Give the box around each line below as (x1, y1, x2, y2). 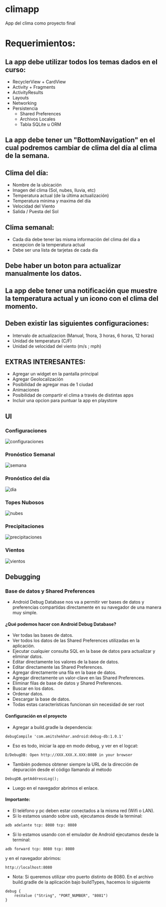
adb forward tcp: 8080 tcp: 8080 (5, 846, 75, 851)
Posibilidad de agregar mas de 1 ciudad (12, 382, 93, 388)
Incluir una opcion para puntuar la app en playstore (12, 398, 118, 404)
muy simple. (12, 610, 38, 616)
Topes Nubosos (5, 499, 44, 506)
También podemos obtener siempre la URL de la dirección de (12, 761, 139, 767)
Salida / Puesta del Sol (12, 209, 59, 215)
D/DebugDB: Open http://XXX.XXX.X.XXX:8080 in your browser (5, 752, 133, 758)
